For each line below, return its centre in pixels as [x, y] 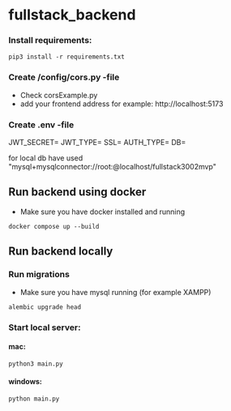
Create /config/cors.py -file [64, 77]
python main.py [34, 399]
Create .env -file [41, 125]
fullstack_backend [72, 15]
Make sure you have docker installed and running [103, 212]
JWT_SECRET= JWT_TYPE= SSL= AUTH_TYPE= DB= [97, 143]
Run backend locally [61, 252]
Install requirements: [50, 41]
